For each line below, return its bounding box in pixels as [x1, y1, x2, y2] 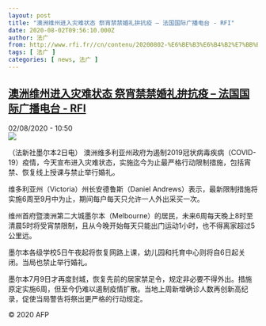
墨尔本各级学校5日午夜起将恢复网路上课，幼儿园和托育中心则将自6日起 [8, 247, 239, 257]
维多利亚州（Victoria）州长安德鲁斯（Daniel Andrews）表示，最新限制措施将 [8, 184, 258, 194]
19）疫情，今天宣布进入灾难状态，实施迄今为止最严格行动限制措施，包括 [8, 157, 245, 167]
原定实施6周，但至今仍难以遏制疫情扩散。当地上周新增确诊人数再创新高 [8, 284, 241, 294]
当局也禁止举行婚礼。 [21, 257, 92, 267]
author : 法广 [8, 33, 49, 42]
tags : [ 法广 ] [8, 48, 56, 56]
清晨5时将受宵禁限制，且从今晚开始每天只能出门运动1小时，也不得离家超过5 [8, 221, 256, 230]
